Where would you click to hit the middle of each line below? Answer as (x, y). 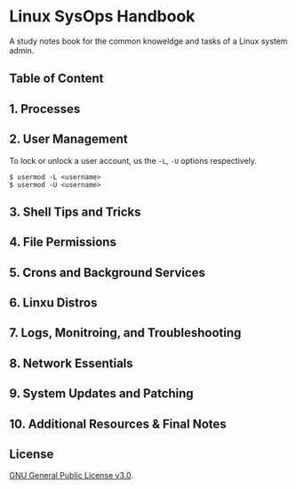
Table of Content (56, 79)
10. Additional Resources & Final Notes (118, 424)
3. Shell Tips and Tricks (75, 212)
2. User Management (68, 139)
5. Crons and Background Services (108, 272)
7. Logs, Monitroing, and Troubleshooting (125, 333)
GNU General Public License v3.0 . (71, 476)
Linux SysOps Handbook (102, 16)
